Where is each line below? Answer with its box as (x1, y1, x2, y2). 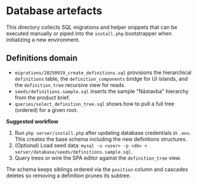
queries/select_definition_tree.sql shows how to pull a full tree (14, 100, 175, 107)
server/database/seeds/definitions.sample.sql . (14, 148, 133, 155)
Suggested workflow (6, 118, 59, 125)
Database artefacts (6, 4, 103, 18)
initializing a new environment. (6, 36, 80, 43)
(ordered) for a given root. (14, 106, 78, 113)
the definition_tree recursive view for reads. (14, 81, 126, 88)
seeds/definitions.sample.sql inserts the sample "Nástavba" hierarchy (14, 87, 189, 95)
